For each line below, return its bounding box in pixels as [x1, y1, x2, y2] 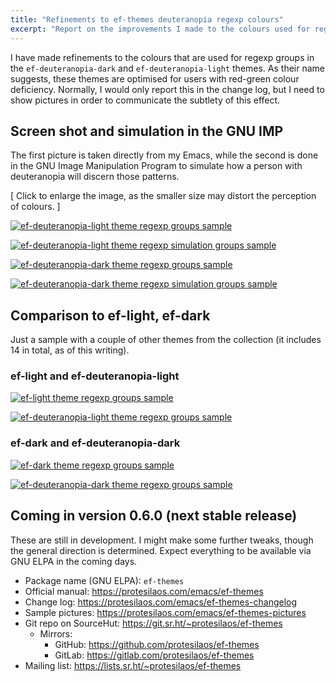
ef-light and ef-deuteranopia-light [10, 369, 180, 383]
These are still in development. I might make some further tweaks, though [10, 534, 314, 546]
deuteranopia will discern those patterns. [10, 171, 180, 183]
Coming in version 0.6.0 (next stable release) [10, 507, 298, 525]
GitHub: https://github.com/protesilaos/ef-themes [54, 638, 260, 650]
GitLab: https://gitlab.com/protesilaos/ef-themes [54, 649, 255, 661]
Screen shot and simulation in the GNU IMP [10, 122, 284, 140]
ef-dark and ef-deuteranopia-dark [10, 436, 181, 450]
